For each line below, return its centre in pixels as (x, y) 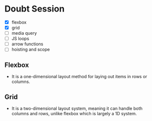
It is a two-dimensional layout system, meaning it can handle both (77, 108)
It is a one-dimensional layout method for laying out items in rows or (79, 77)
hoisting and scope (31, 50)
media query (24, 33)
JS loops (20, 39)
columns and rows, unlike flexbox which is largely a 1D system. (74, 113)
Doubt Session (35, 9)
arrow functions (27, 44)
